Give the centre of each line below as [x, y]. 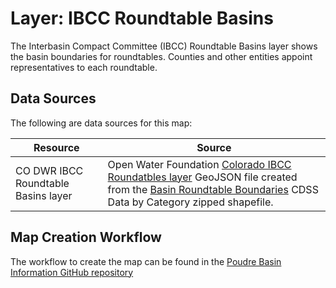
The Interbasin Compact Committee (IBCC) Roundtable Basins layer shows [164, 46]
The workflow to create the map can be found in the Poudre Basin [146, 261]
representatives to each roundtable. [84, 67]
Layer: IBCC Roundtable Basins [142, 18]
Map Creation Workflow [86, 237]
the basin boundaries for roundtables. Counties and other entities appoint [161, 56]
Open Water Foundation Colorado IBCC [199, 164]
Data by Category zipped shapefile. [190, 202]
